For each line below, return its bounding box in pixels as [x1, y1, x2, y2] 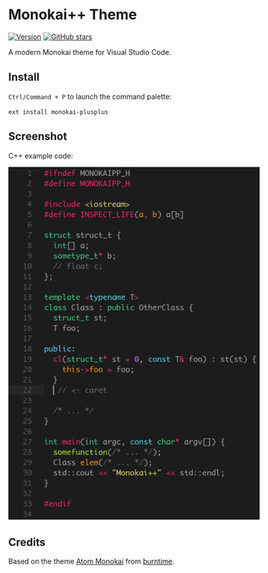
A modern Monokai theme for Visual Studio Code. [8, 47, 171, 57]
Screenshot [8, 130, 68, 143]
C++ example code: [8, 151, 73, 160]
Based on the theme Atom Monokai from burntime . [8, 556, 175, 567]
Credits [8, 536, 46, 549]
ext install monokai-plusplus [8, 108, 109, 116]
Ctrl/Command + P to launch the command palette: [8, 92, 172, 101]
